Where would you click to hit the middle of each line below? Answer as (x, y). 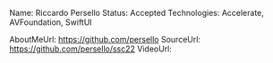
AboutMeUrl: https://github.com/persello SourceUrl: (105, 39)
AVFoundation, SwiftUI (51, 22)
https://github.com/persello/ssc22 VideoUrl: (91, 49)
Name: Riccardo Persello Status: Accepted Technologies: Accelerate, (136, 13)
